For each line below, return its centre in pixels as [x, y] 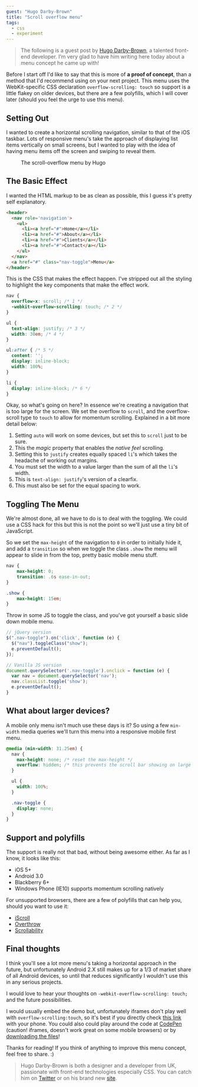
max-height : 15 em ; [39, 598]
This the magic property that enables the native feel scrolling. [90, 448]
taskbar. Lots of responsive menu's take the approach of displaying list [92, 138]
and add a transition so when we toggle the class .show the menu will [92, 549]
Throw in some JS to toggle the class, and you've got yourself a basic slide [97, 615]
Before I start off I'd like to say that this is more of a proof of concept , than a [99, 74]
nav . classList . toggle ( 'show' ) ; [50, 682]
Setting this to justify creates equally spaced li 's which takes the [96, 454]
